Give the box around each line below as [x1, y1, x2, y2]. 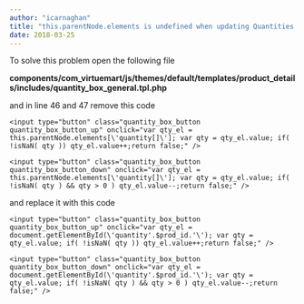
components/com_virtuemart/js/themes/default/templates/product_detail [9, 73, 296, 84]
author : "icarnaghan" [9, 13, 92, 23]
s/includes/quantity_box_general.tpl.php [9, 83, 168, 94]
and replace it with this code [9, 198, 116, 208]
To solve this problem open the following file [9, 56, 175, 66]
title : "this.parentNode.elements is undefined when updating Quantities [9, 22, 295, 31]
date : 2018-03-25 [9, 30, 75, 39]
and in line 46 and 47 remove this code [9, 100, 156, 111]
